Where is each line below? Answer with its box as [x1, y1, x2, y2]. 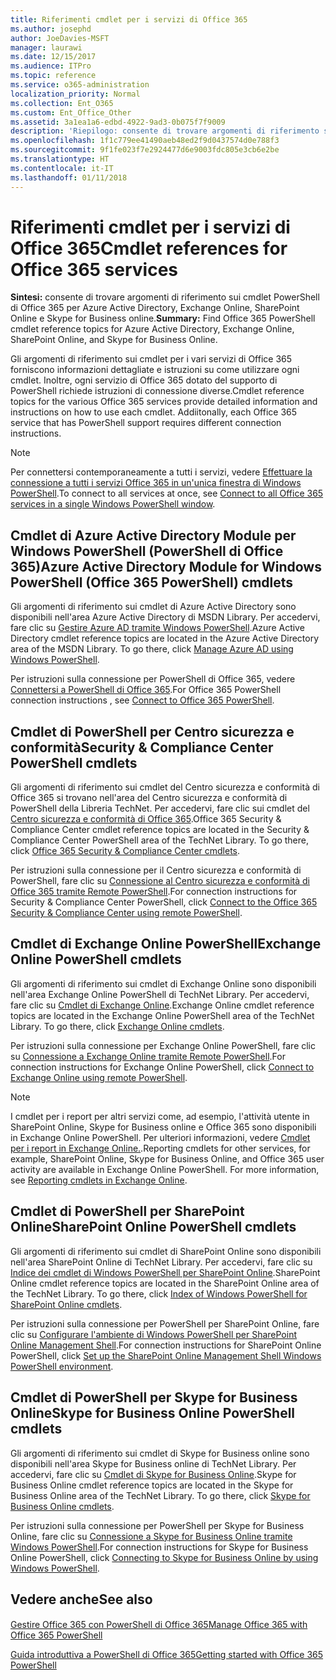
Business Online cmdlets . [10, 1500, 115, 1512]
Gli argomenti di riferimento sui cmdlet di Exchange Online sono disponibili [10, 977, 317, 990]
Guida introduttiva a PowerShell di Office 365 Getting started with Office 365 [10, 1649, 324, 1661]
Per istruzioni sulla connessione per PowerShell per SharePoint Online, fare [10, 1317, 320, 1330]
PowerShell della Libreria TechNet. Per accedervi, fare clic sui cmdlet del [10, 802, 310, 815]
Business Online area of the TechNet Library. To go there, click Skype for [10, 1489, 311, 1501]
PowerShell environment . [10, 1360, 114, 1372]
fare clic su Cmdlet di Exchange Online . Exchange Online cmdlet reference [10, 999, 315, 1011]
